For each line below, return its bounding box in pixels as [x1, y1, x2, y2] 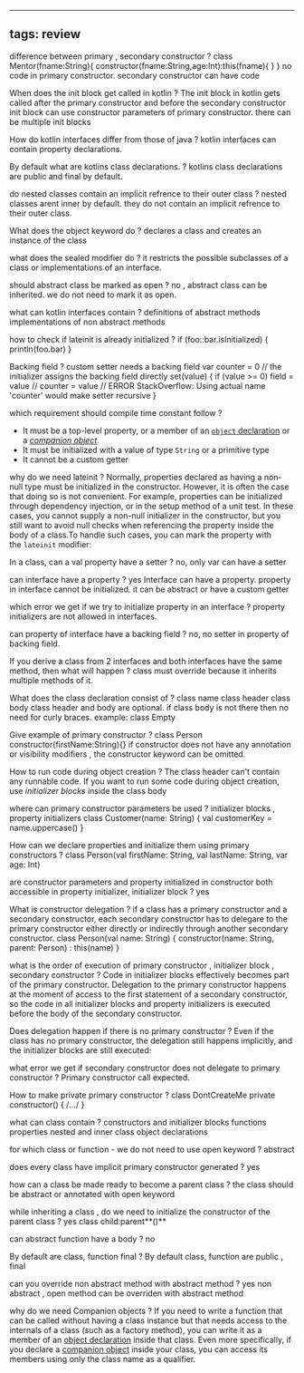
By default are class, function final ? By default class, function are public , [9, 1251, 283, 1262]
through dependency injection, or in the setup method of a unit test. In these [9, 500, 294, 511]
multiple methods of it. [9, 674, 93, 685]
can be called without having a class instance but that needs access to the [9, 1315, 288, 1326]
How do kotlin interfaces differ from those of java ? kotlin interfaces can [9, 133, 277, 145]
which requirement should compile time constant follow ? [9, 407, 223, 418]
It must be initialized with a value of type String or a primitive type [22, 444, 270, 455]
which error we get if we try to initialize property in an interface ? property [9, 601, 286, 612]
